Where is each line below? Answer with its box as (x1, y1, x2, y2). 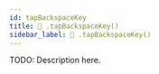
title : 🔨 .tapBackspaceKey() (9, 22, 119, 31)
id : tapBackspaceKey (9, 13, 88, 23)
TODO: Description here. (9, 55, 101, 66)
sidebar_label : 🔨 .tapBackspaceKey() (9, 30, 152, 39)
